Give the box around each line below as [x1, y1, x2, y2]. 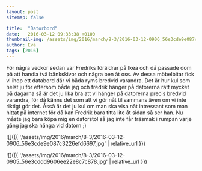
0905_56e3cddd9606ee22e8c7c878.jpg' [6, 158, 108, 165]
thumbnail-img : [6, 37, 44, 43]
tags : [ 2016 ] [6, 48, 39, 54]
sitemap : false [6, 14, 44, 20]
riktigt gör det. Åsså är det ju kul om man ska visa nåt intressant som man [6, 102, 188, 110]
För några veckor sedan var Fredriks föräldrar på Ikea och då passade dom [6, 64, 192, 71]
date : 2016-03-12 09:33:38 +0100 [6, 31, 96, 37]
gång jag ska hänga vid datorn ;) [6, 122, 87, 129]
